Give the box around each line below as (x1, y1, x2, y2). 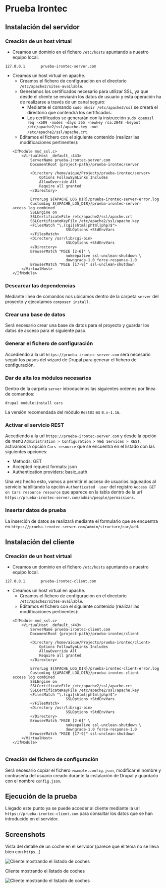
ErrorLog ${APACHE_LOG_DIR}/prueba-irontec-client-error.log (30, 666, 160, 671)
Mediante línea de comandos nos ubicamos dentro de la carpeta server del (5, 294, 159, 300)
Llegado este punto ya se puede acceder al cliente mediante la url (5, 806, 140, 811)
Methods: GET (12, 458, 42, 465)
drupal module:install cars (5, 401, 63, 405)
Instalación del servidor (5, 23, 80, 31)
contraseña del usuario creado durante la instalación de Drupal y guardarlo (5, 772, 159, 778)
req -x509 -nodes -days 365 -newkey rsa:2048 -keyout (27, 120, 141, 125)
